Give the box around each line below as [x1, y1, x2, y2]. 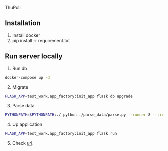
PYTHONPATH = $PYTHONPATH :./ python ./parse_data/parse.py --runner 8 [5, 112, 151, 117]
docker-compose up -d [5, 75, 50, 80]
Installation [5, 19, 41, 27]
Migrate [12, 84, 29, 90]
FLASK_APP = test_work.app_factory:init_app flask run [5, 131, 117, 136]
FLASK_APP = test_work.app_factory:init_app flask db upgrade [5, 94, 133, 99]
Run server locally [5, 52, 63, 61]
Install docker [12, 32, 41, 38]
